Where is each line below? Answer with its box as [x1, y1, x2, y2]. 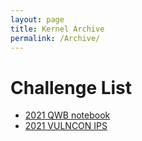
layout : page [10, 14, 65, 25]
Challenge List [10, 76, 133, 99]
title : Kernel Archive [10, 24, 105, 34]
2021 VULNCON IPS [24, 120, 108, 132]
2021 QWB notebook [24, 109, 111, 121]
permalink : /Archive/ [10, 33, 101, 43]
